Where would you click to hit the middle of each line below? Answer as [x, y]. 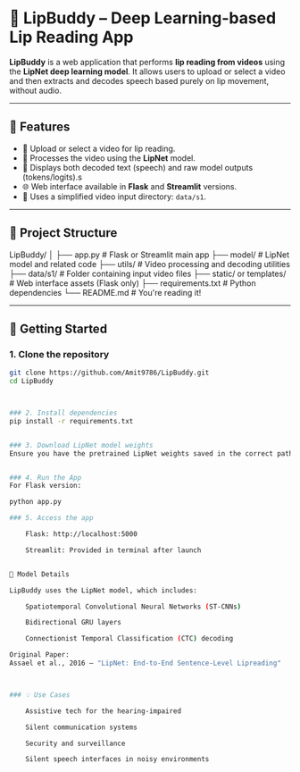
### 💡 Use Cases [40, 695]
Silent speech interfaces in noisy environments [117, 759]
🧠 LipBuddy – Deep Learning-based [143, 18]
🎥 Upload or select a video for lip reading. [99, 148]
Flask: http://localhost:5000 [82, 534]
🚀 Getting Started [58, 328]
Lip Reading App [71, 37]
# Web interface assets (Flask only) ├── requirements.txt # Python [133, 283]
